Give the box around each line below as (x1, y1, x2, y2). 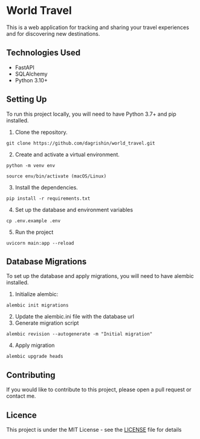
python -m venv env (6, 162, 56, 168)
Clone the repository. (15, 128, 68, 136)
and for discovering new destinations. (6, 30, 100, 37)
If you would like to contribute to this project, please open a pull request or (6, 386, 192, 394)
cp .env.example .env (6, 217, 61, 224)
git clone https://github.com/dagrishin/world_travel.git (6, 140, 155, 146)
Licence (6, 410, 37, 420)
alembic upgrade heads (6, 354, 63, 360)
